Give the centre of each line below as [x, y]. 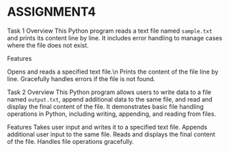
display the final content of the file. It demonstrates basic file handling [105, 106]
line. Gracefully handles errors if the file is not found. [81, 78]
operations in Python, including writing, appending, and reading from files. [112, 114]
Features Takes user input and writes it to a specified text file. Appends [107, 127]
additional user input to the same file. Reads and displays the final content [111, 134]
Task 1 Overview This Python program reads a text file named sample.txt [110, 31]
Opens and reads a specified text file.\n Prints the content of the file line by [113, 72]
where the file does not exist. [48, 45]
